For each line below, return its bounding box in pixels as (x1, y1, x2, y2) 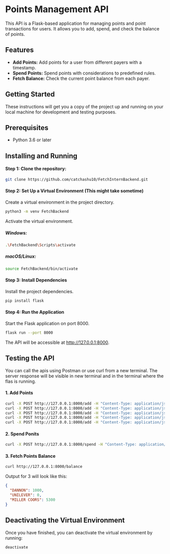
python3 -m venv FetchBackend (5, 209, 69, 214)
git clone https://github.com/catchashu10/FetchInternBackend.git (5, 177, 148, 182)
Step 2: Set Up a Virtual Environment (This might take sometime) (5, 188, 144, 194)
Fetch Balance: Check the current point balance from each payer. (12, 75, 150, 82)
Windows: (5, 229, 27, 236)
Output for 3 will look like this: (5, 473, 67, 480)
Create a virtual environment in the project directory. (5, 199, 115, 206)
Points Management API (5, 4, 109, 15)
